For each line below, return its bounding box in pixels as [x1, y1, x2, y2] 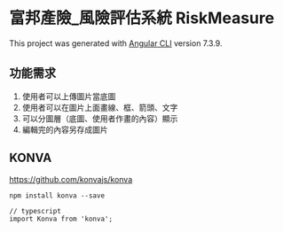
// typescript [9, 206, 62, 215]
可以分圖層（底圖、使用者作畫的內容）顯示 [21, 112, 178, 124]
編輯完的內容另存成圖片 [21, 124, 108, 135]
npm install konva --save [9, 191, 105, 200]
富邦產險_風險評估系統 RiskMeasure [9, 8, 275, 28]
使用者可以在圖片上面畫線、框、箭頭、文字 [21, 102, 178, 112]
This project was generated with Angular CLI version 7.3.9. [9, 37, 223, 49]
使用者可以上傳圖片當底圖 [21, 90, 116, 102]
